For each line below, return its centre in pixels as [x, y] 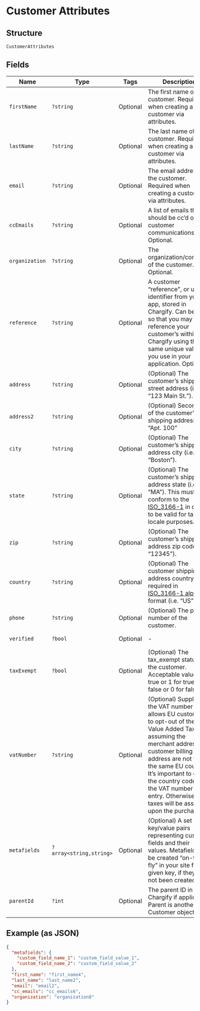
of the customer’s [172, 413]
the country [164, 781]
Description [179, 82]
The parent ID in [170, 889]
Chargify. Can [167, 311]
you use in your [169, 356]
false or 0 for [166, 689]
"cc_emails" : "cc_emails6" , [46, 991]
